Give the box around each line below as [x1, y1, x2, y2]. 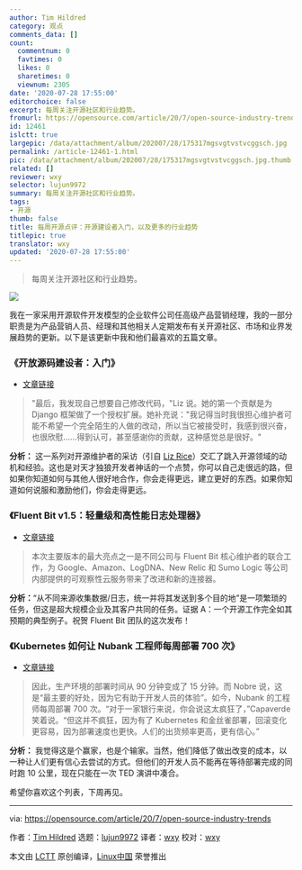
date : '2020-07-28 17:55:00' [9, 88, 119, 97]
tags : [9, 197, 30, 207]
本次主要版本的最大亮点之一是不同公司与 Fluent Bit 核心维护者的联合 [31, 550, 284, 561]
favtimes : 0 [17, 55, 63, 64]
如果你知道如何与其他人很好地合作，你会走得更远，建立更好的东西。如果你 [9, 474, 285, 485]
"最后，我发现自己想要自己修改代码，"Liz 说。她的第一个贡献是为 [31, 398, 272, 409]
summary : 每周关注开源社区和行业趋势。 [9, 189, 139, 198]
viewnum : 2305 [17, 80, 70, 89]
